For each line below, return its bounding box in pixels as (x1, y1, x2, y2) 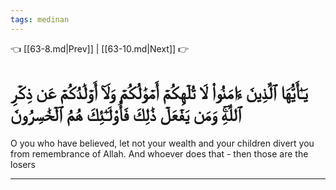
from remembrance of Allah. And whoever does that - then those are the (10, 147, 309, 160)
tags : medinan (10, 14, 70, 25)
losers (10, 158, 36, 170)
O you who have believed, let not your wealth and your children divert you (10, 137, 315, 149)
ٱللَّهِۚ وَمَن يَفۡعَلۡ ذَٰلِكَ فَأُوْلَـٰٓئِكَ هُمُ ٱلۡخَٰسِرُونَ (10, 103, 242, 126)
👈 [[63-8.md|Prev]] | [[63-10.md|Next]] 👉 (10, 42, 190, 55)
